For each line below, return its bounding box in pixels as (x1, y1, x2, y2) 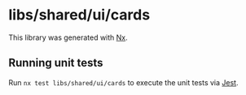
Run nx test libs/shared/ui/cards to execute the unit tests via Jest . (8, 77, 239, 87)
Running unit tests (8, 56, 103, 70)
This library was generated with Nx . (8, 32, 128, 42)
